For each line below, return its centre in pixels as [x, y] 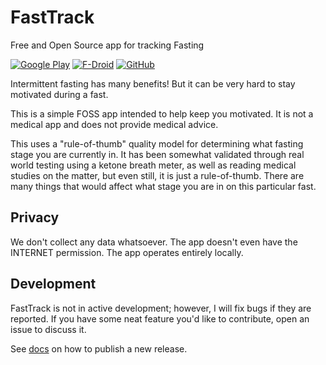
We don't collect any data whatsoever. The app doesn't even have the [154, 242]
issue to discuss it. [48, 329]
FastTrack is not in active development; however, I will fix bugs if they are [161, 308]
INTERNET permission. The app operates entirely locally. [127, 252]
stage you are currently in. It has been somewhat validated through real [157, 154]
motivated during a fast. [59, 94]
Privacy [35, 217]
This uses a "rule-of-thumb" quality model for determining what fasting [157, 143]
